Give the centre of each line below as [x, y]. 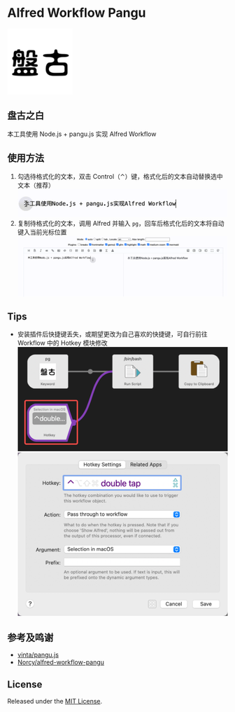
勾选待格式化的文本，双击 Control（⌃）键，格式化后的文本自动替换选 [117, 176]
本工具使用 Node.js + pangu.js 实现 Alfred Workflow [82, 134]
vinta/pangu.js [38, 655]
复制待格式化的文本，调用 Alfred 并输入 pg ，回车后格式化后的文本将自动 [121, 223]
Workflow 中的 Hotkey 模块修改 [62, 343]
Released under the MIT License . [55, 701]
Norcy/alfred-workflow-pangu [61, 662]
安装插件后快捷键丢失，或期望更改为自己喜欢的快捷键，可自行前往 [112, 334]
